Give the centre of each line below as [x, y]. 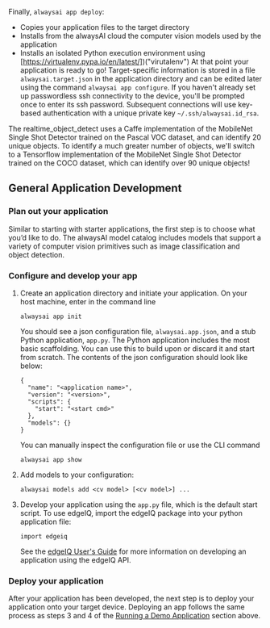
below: [31, 366]
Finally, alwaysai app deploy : [56, 12]
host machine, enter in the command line [88, 301]
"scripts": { [50, 402]
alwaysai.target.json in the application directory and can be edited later [141, 79]
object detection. [37, 254]
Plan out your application [58, 211]
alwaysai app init [51, 316]
